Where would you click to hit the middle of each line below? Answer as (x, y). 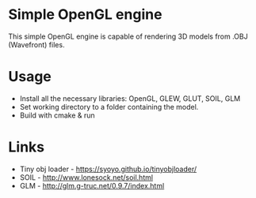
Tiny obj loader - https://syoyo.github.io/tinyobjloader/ (108, 169)
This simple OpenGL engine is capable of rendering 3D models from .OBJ (128, 36)
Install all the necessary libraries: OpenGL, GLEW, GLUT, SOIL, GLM (130, 98)
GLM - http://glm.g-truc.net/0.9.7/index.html (92, 185)
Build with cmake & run (57, 115)
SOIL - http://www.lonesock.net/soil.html (86, 177)
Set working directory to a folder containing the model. (109, 106)
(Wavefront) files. (36, 44)
